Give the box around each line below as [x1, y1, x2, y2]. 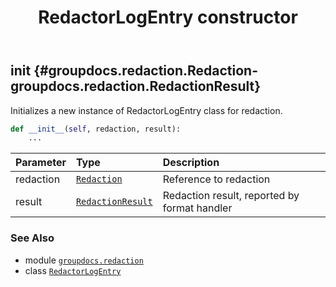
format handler [162, 201, 233, 215]
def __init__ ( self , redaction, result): [10, 124, 182, 134]
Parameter [15, 156, 67, 170]
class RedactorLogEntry [24, 264, 122, 276]
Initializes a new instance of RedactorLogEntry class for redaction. [10, 104, 283, 116]
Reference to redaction [162, 172, 271, 186]
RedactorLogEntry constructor [38, 6, 298, 29]
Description [162, 156, 220, 170]
